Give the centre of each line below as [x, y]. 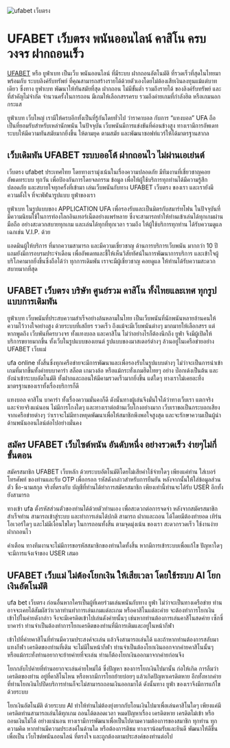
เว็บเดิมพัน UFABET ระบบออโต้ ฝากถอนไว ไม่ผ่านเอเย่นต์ [106, 155]
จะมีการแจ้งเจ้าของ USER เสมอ [43, 553]
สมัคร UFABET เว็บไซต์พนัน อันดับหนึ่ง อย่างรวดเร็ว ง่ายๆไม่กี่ [112, 444]
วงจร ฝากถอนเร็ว [46, 54]
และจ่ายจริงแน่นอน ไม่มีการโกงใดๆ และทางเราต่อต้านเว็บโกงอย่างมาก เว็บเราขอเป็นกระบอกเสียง [114, 407]
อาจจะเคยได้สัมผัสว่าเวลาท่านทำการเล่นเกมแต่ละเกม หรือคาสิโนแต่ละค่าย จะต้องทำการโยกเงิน [111, 610]
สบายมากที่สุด [22, 268]
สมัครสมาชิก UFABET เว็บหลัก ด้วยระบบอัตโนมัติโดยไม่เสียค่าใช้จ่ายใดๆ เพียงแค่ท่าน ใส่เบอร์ [112, 472]
